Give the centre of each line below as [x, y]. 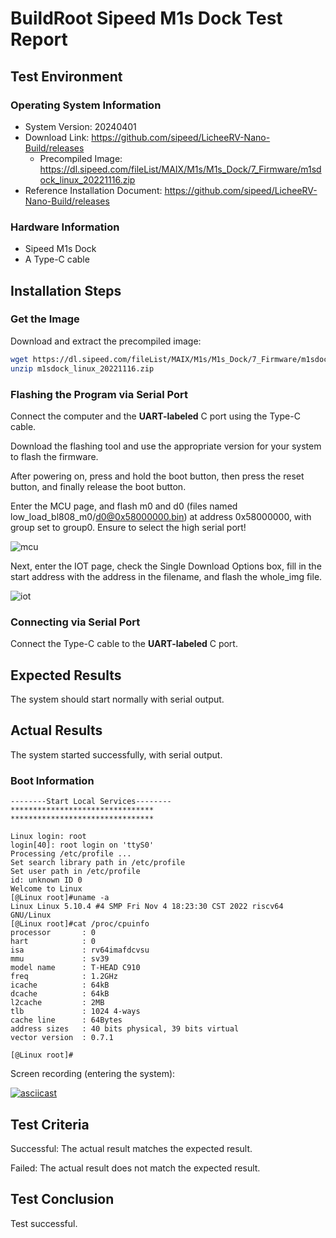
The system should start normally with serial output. [117, 699]
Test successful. [44, 1223]
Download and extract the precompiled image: [106, 341]
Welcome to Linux [46, 889]
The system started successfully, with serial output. [116, 754]
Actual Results [56, 730]
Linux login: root [48, 837]
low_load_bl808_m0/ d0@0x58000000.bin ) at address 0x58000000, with [161, 516]
